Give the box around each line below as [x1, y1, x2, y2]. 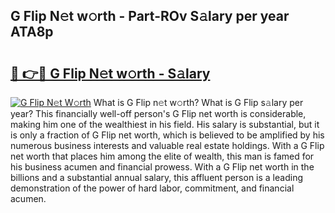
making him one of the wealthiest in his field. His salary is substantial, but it [10, 119, 320, 130]
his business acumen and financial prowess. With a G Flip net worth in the [10, 161, 315, 173]
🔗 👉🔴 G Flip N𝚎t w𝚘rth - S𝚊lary [10, 65, 211, 82]
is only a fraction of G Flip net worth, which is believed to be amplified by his [10, 129, 325, 141]
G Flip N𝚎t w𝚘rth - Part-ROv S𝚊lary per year [10, 8, 290, 25]
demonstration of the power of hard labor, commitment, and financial [10, 182, 295, 194]
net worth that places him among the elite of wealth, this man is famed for [10, 150, 315, 162]
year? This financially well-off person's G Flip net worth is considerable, [10, 108, 307, 119]
